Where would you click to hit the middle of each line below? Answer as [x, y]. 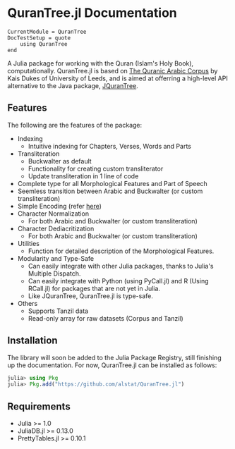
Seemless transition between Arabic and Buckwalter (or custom [110, 191]
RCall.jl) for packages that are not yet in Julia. [94, 288]
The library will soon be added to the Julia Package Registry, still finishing [114, 357]
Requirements [39, 406]
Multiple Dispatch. [54, 273]
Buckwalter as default [60, 161]
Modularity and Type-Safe [56, 258]
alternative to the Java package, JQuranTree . [73, 85]
